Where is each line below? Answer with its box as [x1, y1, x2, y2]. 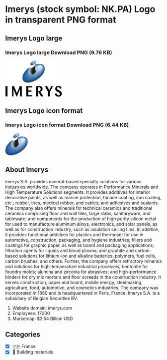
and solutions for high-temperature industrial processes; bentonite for [5, 264, 148, 270]
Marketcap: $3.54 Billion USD [12, 316, 73, 322]
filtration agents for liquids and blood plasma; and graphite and [5, 248, 134, 254]
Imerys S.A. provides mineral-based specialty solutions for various [5, 179, 142, 185]
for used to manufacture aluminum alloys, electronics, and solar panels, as [5, 221, 158, 227]
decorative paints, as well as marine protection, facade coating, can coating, [5, 195, 162, 201]
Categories [5, 330, 41, 339]
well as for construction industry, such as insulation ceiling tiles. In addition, [5, 226, 160, 233]
